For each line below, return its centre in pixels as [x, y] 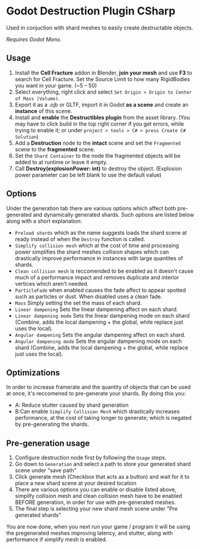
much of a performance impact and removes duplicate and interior [97, 277]
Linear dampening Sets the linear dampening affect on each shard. [96, 309]
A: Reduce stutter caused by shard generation [72, 405]
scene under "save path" [46, 470]
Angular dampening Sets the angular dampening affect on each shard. [100, 335]
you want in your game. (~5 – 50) [56, 85]
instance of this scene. [43, 111]
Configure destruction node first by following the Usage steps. [90, 458]
